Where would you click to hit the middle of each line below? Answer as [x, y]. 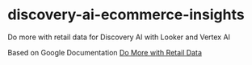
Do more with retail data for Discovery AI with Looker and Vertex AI [119, 37]
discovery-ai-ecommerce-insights [126, 15]
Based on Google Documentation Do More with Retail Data [105, 52]
